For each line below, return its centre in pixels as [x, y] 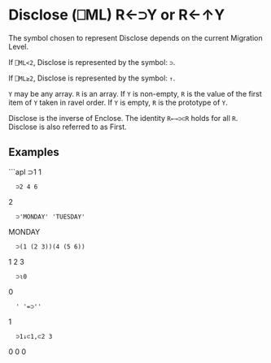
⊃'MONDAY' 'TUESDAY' [50, 217]
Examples [34, 152]
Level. [18, 46]
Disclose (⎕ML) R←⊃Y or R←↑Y [117, 15]
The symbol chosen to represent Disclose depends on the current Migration [135, 37]
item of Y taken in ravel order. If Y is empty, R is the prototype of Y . [118, 102]
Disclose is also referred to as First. [68, 127]
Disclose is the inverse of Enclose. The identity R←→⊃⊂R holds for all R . [123, 118]
